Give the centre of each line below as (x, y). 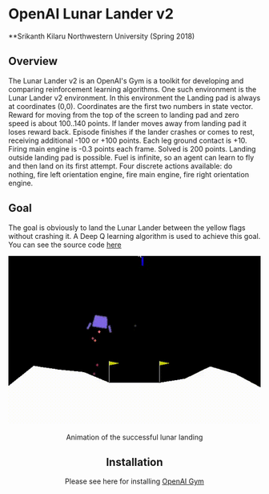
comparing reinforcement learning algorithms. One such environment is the (132, 89)
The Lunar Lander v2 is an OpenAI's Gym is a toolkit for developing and (126, 80)
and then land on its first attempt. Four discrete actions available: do (120, 166)
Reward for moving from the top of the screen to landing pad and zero (124, 115)
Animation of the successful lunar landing (134, 437)
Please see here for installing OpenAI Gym (134, 481)
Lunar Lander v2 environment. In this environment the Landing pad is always (134, 98)
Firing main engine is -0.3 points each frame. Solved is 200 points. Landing (132, 148)
